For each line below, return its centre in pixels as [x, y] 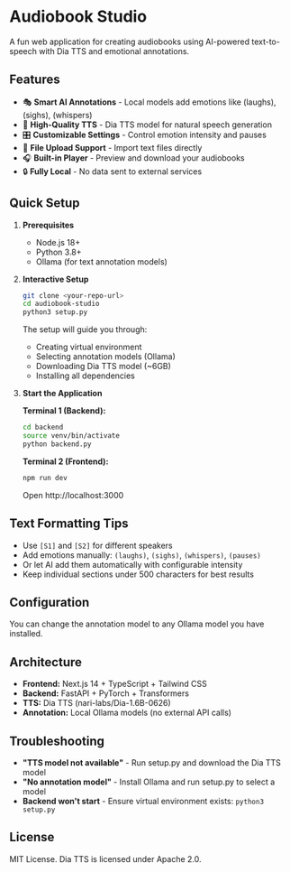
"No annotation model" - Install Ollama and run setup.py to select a [149, 782]
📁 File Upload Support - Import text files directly [112, 147]
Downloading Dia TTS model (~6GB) [103, 366]
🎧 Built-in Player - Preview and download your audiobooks [133, 158]
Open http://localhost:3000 [73, 495]
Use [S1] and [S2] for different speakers [97, 545]
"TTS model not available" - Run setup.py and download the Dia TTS [152, 762]
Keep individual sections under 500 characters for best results [138, 574]
